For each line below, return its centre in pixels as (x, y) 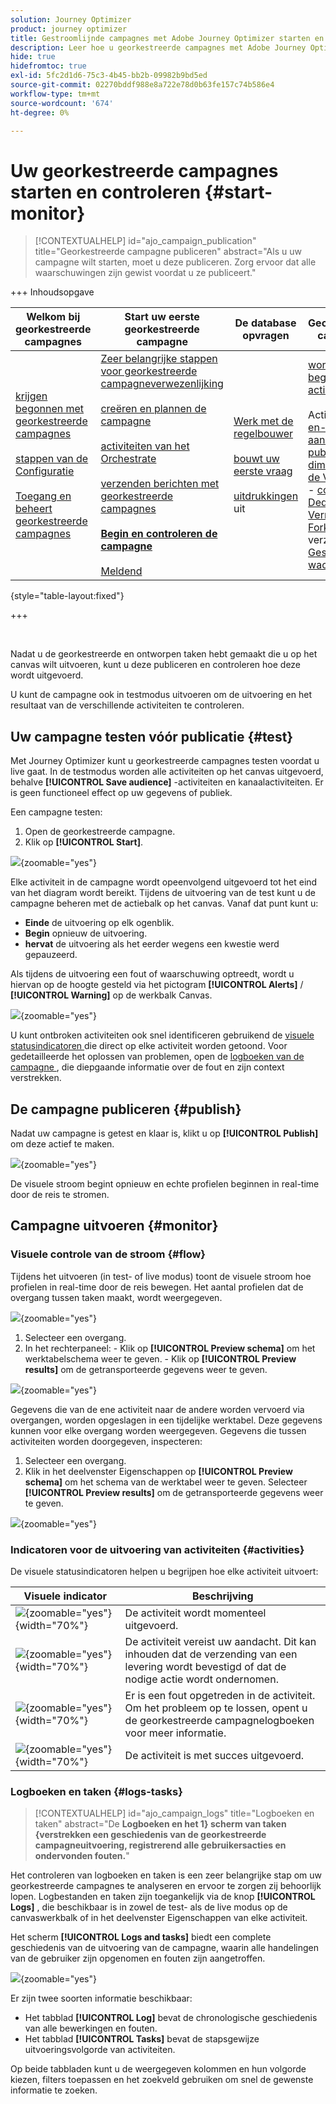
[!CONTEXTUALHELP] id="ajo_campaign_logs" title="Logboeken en (174, 1813)
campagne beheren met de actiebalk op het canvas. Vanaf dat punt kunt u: (164, 903)
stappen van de (52, 459)
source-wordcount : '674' (62, 103)
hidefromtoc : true (48, 66)
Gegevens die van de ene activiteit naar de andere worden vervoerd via (157, 1409)
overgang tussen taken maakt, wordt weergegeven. (116, 1297)
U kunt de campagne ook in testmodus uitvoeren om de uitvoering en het (161, 695)
